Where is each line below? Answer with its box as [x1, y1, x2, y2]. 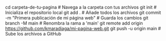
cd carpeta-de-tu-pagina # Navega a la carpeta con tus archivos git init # [5, 4, 157, 10]
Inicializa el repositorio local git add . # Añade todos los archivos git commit [5, 9, 161, 15]
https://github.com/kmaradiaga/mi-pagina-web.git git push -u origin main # [5, 25, 161, 31]
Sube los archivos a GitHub [5, 31, 62, 36]
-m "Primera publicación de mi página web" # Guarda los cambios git [5, 15, 149, 20]
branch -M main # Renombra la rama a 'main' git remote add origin [5, 20, 143, 26]
